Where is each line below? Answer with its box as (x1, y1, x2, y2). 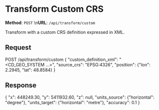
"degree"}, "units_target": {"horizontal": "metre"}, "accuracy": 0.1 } (5, 99, 140, 105)
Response (5, 81, 37, 89)
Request (5, 43, 32, 52)
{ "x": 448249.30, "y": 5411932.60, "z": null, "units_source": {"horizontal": (5, 94, 155, 100)
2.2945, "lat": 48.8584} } (5, 67, 56, 73)
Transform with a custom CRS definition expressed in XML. (5, 29, 125, 35)
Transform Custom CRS (5, 3, 104, 15)
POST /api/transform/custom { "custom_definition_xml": (5, 56, 118, 62)
